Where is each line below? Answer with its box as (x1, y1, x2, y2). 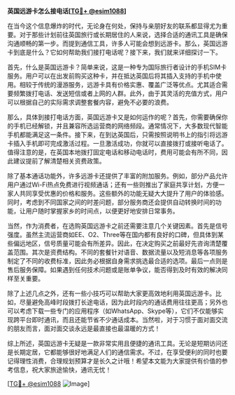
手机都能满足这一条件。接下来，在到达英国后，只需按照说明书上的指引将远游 (7, 130, 228, 139)
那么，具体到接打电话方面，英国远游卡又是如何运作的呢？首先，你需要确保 (7, 113, 222, 121)
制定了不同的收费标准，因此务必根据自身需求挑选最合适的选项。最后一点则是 (7, 257, 228, 265)
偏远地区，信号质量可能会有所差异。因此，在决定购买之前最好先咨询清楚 (13, 239, 222, 248)
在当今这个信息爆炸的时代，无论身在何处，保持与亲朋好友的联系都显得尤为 (7, 22, 222, 30)
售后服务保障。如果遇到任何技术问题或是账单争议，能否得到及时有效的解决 (7, 266, 222, 274)
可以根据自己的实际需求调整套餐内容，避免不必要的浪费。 (7, 98, 173, 106)
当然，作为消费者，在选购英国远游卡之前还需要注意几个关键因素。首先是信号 (7, 222, 228, 230)
